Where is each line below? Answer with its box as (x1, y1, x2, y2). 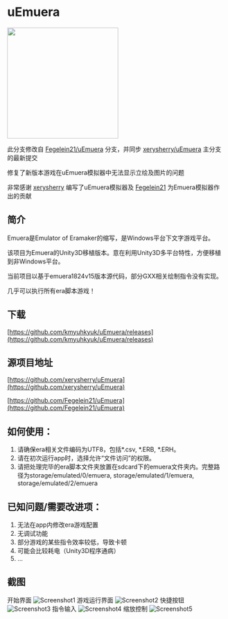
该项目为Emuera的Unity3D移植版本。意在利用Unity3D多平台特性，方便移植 (7, 248, 222, 256)
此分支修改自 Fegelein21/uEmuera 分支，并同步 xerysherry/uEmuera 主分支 (7, 145, 222, 153)
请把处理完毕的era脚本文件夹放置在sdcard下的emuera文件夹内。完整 (17, 462, 214, 471)
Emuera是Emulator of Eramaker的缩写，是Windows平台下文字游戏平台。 (7, 234, 215, 242)
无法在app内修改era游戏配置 (17, 521, 99, 529)
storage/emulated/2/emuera (17, 479, 98, 487)
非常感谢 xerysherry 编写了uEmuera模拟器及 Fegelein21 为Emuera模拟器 (7, 183, 214, 191)
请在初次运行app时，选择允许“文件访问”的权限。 (17, 454, 156, 462)
